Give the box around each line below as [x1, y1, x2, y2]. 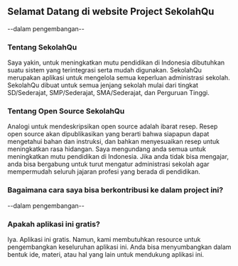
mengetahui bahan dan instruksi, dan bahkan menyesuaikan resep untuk [7, 138, 220, 146]
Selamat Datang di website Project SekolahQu [7, 6, 215, 18]
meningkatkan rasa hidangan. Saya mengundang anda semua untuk [7, 145, 206, 153]
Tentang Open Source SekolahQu [7, 106, 125, 116]
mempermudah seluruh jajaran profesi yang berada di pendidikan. [7, 167, 200, 176]
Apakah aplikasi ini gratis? [7, 219, 101, 229]
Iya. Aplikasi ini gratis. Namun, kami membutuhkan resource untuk [7, 235, 201, 243]
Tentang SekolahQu [7, 42, 77, 52]
